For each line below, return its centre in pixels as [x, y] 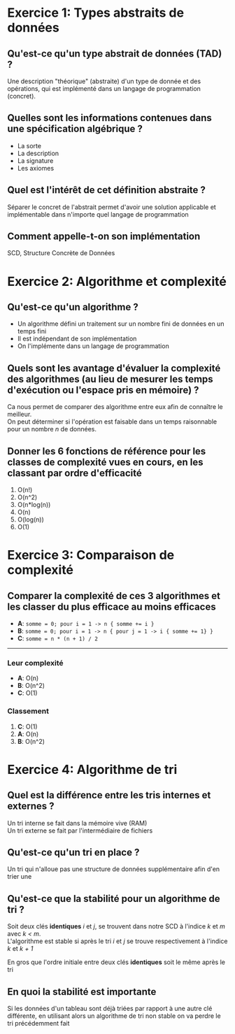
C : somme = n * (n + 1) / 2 [57, 638]
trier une [20, 877]
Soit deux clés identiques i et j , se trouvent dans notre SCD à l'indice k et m [116, 926]
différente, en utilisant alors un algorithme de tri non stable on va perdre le [114, 1016]
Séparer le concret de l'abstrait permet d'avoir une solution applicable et [112, 207]
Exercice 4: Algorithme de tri [92, 769]
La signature [35, 160]
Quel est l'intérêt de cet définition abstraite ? [107, 190]
